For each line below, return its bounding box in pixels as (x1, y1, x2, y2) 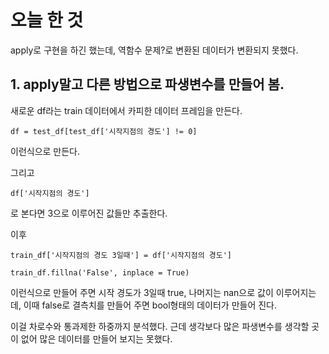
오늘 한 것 (10, 9, 84, 32)
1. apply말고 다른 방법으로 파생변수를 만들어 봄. (10, 76, 285, 93)
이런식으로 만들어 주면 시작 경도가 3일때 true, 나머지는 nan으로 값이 (10, 286, 274, 298)
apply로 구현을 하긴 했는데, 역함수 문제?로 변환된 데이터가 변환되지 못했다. (10, 44, 299, 56)
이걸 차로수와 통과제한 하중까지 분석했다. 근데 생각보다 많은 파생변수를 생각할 (10, 320, 310, 332)
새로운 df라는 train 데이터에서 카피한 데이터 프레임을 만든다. (10, 104, 243, 116)
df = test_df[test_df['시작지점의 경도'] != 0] (10, 126, 198, 136)
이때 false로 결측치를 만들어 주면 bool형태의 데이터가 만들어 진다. (23, 299, 278, 311)
